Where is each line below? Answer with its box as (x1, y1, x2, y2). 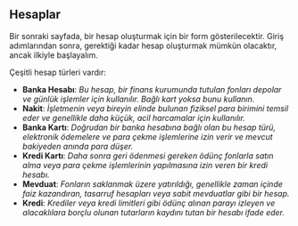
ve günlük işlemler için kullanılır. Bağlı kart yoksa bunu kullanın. (21, 93, 255, 104)
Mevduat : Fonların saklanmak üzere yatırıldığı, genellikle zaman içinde (21, 178, 284, 190)
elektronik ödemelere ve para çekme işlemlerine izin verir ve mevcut (21, 131, 274, 141)
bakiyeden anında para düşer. (21, 141, 134, 151)
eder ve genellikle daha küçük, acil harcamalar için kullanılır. (21, 112, 245, 123)
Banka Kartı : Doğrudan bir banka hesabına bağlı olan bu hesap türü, (21, 122, 277, 133)
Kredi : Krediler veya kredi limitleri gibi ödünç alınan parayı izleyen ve (21, 198, 276, 208)
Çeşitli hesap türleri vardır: (9, 67, 107, 77)
